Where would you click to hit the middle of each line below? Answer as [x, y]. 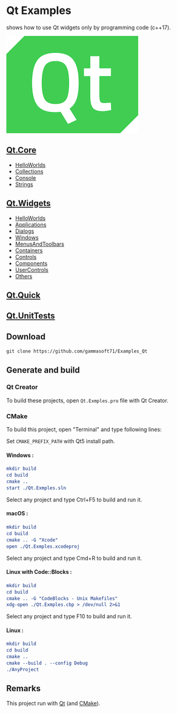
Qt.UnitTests [31, 316]
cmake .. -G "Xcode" [32, 540]
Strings [24, 184]
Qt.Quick [23, 295]
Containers [29, 250]
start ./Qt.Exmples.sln [36, 488]
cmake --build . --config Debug [47, 663]
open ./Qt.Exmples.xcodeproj [43, 546]
